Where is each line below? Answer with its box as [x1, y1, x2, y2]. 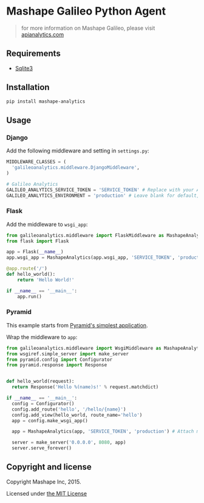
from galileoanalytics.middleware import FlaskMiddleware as [6, 232, 165, 238]
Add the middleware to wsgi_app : [6, 221, 88, 228]
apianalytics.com [21, 30, 64, 38]
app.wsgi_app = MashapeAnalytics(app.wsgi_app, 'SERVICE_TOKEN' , [6, 255, 175, 261]
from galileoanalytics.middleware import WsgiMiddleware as [6, 345, 162, 351]
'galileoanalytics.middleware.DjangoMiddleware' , [12, 165, 140, 171]
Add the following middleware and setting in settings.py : [6, 147, 149, 154]
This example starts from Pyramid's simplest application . [6, 321, 148, 329]
